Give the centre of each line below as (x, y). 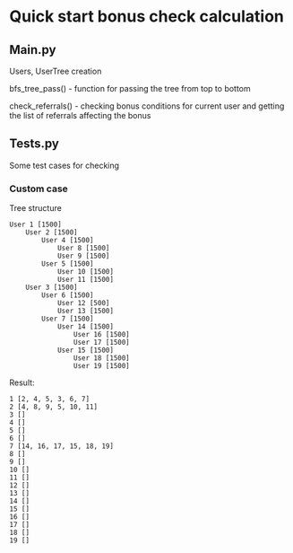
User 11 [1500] (86, 280)
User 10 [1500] (86, 272)
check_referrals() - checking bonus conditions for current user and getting (147, 106)
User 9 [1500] (83, 256)
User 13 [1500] (86, 312)
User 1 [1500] (36, 225)
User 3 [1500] (52, 288)
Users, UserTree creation (56, 71)
